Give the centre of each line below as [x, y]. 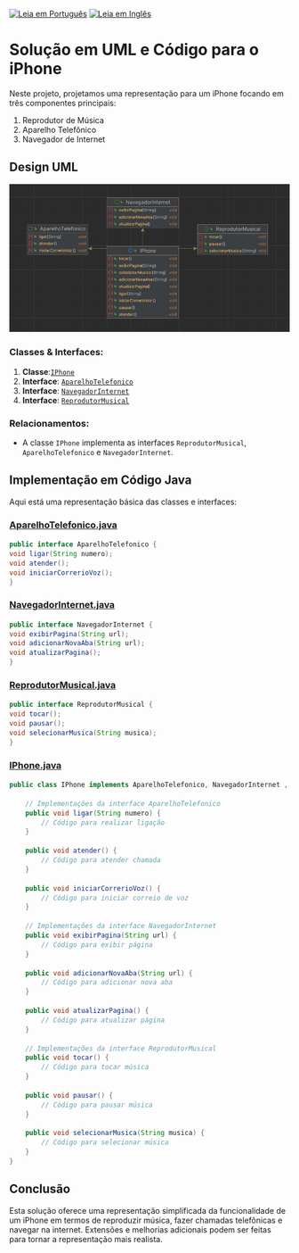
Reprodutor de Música [63, 120]
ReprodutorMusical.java [63, 685]
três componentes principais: [63, 103]
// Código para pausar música [97, 1105]
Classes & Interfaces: [57, 353]
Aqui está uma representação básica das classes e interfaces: [123, 502]
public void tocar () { [67, 1058]
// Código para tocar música [95, 1067]
